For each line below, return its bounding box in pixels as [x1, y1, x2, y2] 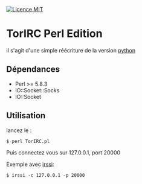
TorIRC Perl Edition [6, 27, 103, 40]
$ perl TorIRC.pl [6, 138, 50, 144]
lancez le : [6, 127, 32, 134]
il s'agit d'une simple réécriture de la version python [6, 46, 136, 54]
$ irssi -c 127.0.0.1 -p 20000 [6, 172, 85, 178]
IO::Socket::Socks [15, 86, 60, 94]
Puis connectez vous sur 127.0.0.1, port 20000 [6, 148, 121, 156]
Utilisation [6, 110, 46, 121]
